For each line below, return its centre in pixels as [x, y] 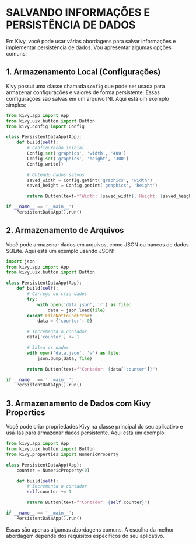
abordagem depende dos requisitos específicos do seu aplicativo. [85, 536]
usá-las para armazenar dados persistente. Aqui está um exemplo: [86, 433]
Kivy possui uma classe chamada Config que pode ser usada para [85, 86]
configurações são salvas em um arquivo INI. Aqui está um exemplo [87, 98]
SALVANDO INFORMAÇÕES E [78, 13]
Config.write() [45, 164]
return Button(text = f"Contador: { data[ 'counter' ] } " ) [92, 369]
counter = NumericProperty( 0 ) [53, 470]
